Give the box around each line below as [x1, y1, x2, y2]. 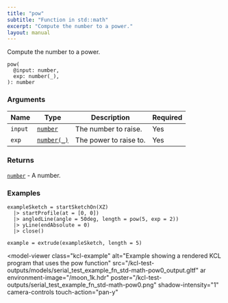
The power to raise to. [75, 135, 146, 144]
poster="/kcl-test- [110, 274, 162, 282]
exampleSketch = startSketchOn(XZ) [7, 204, 109, 211]
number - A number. [7, 171, 61, 179]
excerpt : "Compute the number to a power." [7, 23, 134, 29]
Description [91, 112, 130, 122]
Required [152, 112, 183, 122]
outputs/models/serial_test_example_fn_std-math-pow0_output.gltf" [7, 266, 199, 274]
